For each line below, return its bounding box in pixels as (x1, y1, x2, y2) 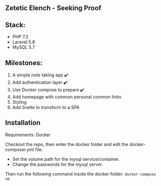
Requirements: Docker (5, 132, 51, 138)
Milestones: (5, 59, 43, 67)
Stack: (5, 21, 26, 29)
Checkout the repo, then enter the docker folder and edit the (5, 141, 129, 147)
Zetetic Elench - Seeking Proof (5, 4, 102, 12)
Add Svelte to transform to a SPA (12, 105, 80, 111)
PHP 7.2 (12, 34, 29, 40)
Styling (12, 99, 27, 105)
